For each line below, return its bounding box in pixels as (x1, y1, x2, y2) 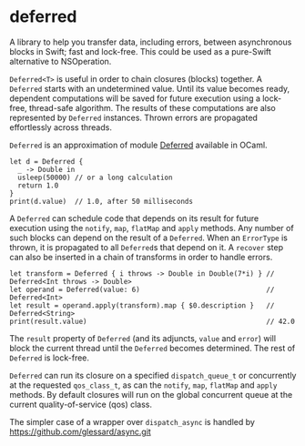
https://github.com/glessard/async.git (9, 426, 152, 437)
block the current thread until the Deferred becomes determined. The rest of (9, 342, 296, 353)
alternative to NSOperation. (9, 56, 112, 66)
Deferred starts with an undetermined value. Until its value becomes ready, (9, 83, 290, 94)
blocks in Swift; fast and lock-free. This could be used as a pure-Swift (9, 46, 271, 56)
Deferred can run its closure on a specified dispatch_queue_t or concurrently (9, 370, 297, 380)
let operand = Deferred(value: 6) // (9, 285, 275, 294)
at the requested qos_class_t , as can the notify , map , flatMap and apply (9, 380, 278, 390)
